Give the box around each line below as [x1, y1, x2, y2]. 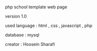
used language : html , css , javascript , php [5, 23, 93, 28]
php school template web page [5, 4, 67, 10]
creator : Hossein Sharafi [5, 41, 55, 47]
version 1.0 [5, 13, 27, 19]
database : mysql [5, 32, 40, 38]
